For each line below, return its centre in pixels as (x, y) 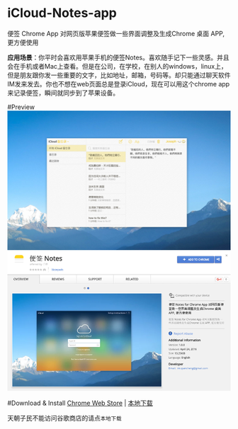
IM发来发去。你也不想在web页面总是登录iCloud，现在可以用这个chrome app (119, 84)
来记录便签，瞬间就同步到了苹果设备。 (63, 93)
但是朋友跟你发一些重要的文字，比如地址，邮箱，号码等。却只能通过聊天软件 (119, 75)
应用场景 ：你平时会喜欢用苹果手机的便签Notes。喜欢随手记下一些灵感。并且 (118, 57)
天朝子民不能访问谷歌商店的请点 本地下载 (64, 418)
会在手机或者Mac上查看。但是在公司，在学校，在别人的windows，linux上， (118, 66)
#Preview (21, 107)
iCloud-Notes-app (62, 13)
